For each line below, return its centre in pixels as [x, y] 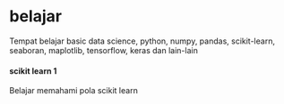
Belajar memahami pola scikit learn [74, 91]
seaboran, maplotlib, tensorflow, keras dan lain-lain [104, 50]
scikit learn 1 [33, 71]
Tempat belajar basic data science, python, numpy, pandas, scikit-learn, [142, 41]
